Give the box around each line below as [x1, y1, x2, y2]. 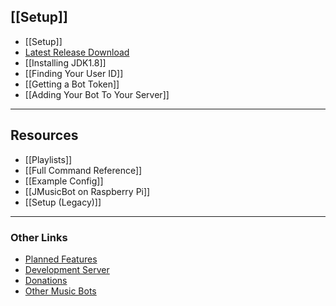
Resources [10, 127, 79, 144]
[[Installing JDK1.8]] [24, 56, 107, 69]
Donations [24, 274, 68, 286]
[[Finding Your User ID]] [24, 67, 124, 79]
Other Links [10, 230, 68, 244]
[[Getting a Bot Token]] [24, 78, 120, 90]
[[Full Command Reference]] [24, 164, 143, 176]
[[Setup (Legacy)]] [24, 196, 102, 208]
